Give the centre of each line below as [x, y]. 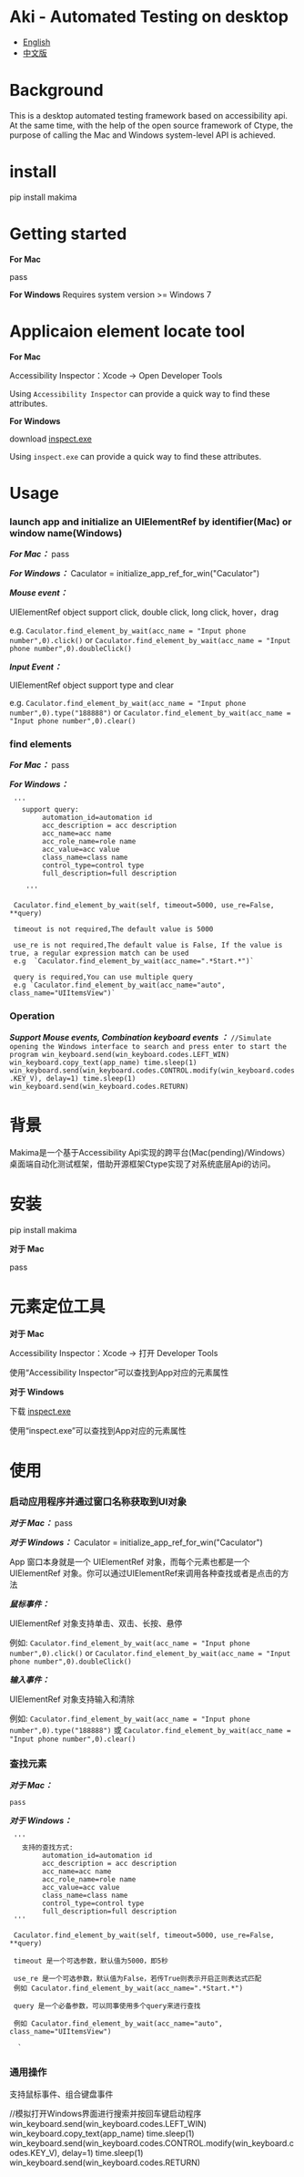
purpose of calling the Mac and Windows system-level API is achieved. [142, 135]
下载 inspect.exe [40, 1411]
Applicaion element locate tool [127, 331]
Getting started [68, 233]
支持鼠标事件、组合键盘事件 [61, 2094]
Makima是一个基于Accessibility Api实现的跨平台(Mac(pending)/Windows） [150, 1152]
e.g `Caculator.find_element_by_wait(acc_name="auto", [119, 985]
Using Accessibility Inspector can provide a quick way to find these [140, 393]
